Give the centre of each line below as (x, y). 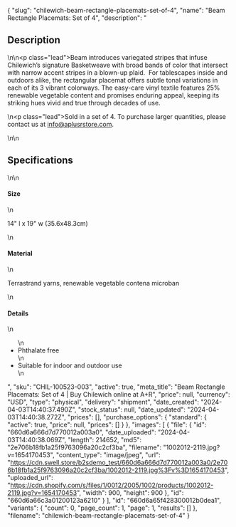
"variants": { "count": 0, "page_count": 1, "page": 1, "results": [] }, (102, 508)
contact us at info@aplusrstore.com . (60, 124)
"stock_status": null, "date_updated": (132, 409)
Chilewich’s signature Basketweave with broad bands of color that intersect (118, 65)
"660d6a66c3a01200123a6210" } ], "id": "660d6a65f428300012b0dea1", (114, 501)
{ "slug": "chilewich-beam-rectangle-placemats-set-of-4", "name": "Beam (116, 10)
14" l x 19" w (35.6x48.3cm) (48, 223)
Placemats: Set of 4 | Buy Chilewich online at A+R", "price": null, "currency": (119, 395)
